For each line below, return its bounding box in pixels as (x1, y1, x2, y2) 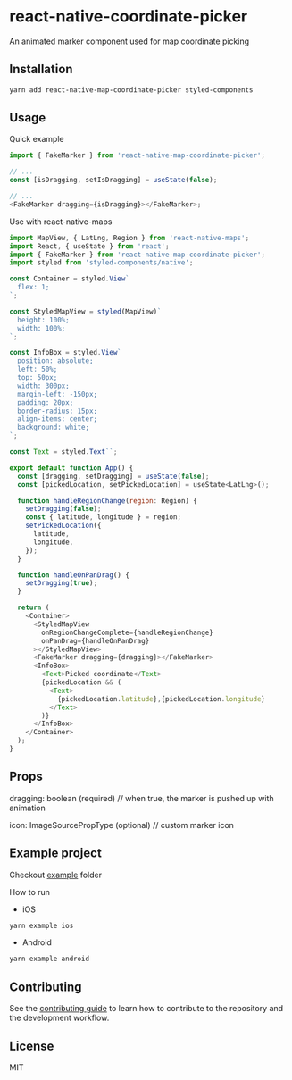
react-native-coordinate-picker (9, 6, 248, 27)
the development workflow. (9, 1012, 110, 1024)
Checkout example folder (9, 869, 103, 880)
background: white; (17, 423, 90, 432)
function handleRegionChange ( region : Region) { (17, 496, 198, 506)
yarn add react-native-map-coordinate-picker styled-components (9, 85, 254, 95)
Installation (9, 62, 73, 77)
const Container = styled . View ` (9, 274, 129, 283)
